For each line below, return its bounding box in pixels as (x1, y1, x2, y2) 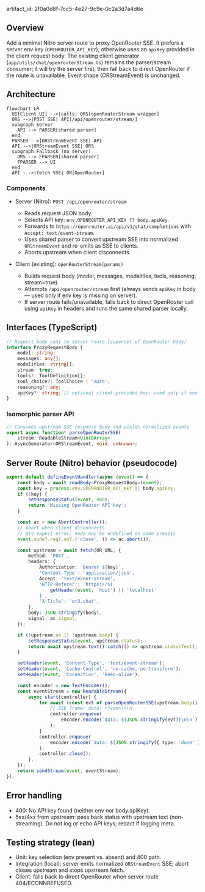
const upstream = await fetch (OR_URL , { (17, 547, 121, 553)
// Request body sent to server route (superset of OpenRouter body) (6, 339, 187, 345)
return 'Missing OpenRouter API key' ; (28, 503, 127, 509)
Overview (6, 23, 45, 33)
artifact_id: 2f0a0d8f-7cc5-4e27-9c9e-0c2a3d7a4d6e (6, 6, 143, 12)
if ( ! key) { (17, 491, 48, 497)
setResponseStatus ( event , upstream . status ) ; (28, 638, 143, 644)
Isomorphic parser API (6, 410, 74, 418)
